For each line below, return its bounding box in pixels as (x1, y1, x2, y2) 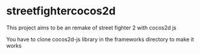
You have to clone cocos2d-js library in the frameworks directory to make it (6, 35, 195, 43)
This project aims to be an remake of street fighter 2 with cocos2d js (6, 24, 176, 31)
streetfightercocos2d (6, 4, 116, 18)
